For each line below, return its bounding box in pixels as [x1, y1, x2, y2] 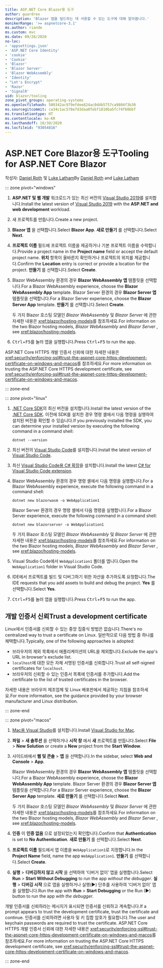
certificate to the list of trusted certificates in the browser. [12, 677, 128, 682]
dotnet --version [12, 438, 48, 443]
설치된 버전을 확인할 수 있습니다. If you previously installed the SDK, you [12, 418, 152, 424]
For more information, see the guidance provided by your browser [10, 693, 143, 699]
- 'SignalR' [5, 89, 29, 94]
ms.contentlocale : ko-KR [5, 116, 55, 121]
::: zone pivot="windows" [5, 185, 56, 191]
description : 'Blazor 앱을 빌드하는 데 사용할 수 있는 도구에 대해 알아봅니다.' [5, 16, 149, 21]
